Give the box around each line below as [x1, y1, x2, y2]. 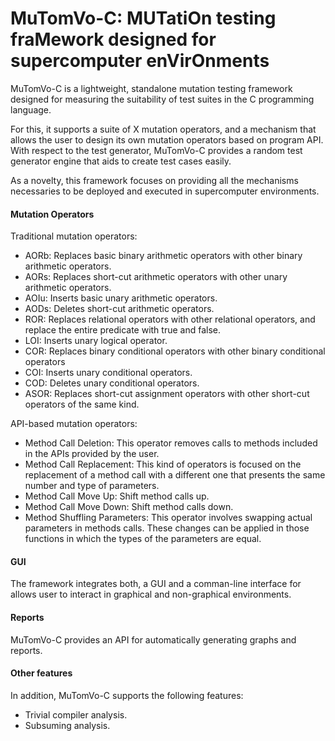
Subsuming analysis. [24, 719, 111, 731]
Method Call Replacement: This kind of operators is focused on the [24, 458, 302, 471]
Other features [10, 667, 73, 679]
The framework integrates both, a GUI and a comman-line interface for [10, 578, 302, 590]
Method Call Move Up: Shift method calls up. [24, 490, 210, 502]
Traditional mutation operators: [10, 230, 138, 242]
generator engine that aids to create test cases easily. [10, 155, 232, 167]
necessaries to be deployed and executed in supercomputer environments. [10, 185, 320, 197]
